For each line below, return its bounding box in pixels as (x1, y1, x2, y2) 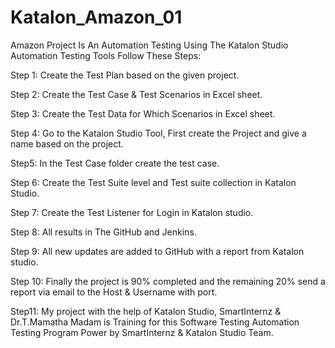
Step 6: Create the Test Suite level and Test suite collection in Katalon (10, 176, 297, 188)
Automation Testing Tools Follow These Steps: (10, 49, 202, 61)
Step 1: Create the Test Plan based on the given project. (10, 69, 240, 81)
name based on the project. (10, 137, 124, 150)
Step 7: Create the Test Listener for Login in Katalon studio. (10, 206, 254, 218)
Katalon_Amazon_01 (10, 6, 183, 29)
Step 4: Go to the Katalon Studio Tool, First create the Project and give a (10, 127, 307, 139)
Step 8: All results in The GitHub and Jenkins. (10, 226, 197, 238)
